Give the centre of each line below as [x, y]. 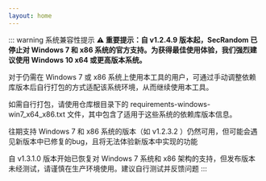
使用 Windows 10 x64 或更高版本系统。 [81, 60]
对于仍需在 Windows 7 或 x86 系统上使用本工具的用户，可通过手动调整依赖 [132, 76]
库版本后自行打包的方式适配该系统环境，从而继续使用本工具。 [111, 87]
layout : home [30, 16]
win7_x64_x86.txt [37, 114]
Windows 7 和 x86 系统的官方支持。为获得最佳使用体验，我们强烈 [141, 50]
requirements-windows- [170, 104]
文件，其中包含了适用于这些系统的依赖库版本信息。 [152, 114]
